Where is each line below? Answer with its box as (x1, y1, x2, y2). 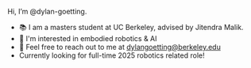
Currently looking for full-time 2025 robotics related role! (18, 51, 205, 60)
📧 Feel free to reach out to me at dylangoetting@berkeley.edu (18, 43, 222, 51)
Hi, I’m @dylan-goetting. (7, 7, 87, 16)
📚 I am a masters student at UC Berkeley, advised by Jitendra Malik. (18, 23, 244, 32)
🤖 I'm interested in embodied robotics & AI (18, 34, 157, 43)
